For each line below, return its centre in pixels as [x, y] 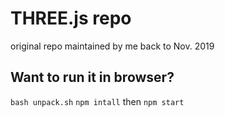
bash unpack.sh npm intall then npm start [97, 101]
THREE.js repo [71, 18]
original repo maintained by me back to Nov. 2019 [112, 46]
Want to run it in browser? [92, 77]
